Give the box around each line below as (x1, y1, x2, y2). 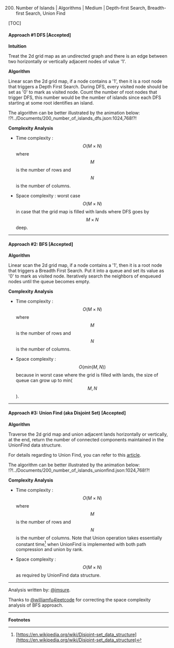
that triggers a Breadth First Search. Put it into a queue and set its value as (8, 268, 164, 274)
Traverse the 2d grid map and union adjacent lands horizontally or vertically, (8, 431, 168, 437)
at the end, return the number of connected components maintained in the (8, 436, 164, 442)
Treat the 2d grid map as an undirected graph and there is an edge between (8, 53, 167, 59)
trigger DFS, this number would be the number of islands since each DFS (8, 94, 162, 101)
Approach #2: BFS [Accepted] (8, 241, 73, 247)
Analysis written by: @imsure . (8, 587, 71, 593)
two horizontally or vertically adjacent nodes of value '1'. (8, 59, 126, 65)
